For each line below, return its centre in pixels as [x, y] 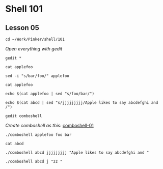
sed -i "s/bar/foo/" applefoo [37, 76]
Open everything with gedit [34, 49]
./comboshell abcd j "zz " [34, 161]
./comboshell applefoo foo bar [38, 135]
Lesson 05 [22, 28]
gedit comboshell [24, 116]
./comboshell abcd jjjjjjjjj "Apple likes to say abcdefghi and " [77, 153]
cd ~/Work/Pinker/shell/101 [35, 39]
